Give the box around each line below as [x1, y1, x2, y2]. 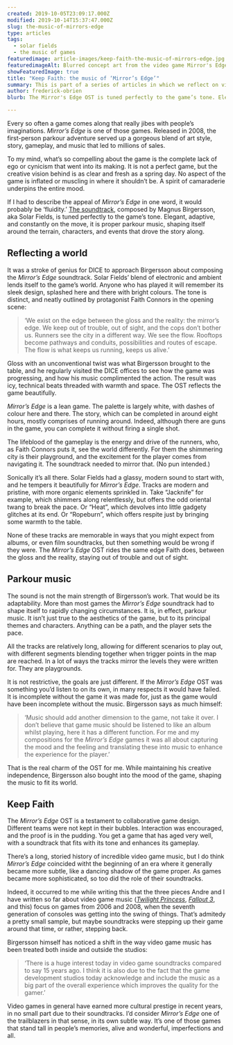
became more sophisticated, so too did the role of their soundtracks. [7, 874, 203, 883]
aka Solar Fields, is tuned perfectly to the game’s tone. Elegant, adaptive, [7, 212, 216, 221]
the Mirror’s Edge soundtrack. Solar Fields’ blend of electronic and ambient [7, 273, 222, 281]
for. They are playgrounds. [7, 664, 83, 672]
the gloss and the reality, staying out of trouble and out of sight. [7, 553, 189, 561]
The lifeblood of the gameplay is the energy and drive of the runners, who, [7, 437, 221, 446]
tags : [7, 36, 23, 43]
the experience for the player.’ [24, 750, 110, 758]
